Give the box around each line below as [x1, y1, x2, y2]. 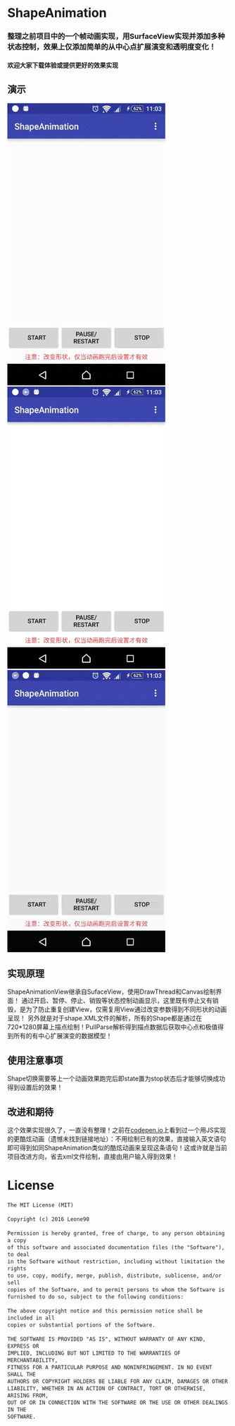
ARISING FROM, [7, 1391, 49, 1399]
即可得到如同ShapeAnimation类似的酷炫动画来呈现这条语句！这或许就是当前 [7, 1143, 227, 1152]
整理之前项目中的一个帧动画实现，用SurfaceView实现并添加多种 [7, 32, 225, 42]
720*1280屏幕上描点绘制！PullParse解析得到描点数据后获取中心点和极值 [7, 1023, 218, 1031]
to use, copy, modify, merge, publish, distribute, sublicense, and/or [7, 1272, 222, 1279]
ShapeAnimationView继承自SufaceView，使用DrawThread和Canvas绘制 [7, 987, 216, 996]
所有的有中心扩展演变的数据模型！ [13, 1032, 113, 1040]
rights [7, 1264, 27, 1272]
